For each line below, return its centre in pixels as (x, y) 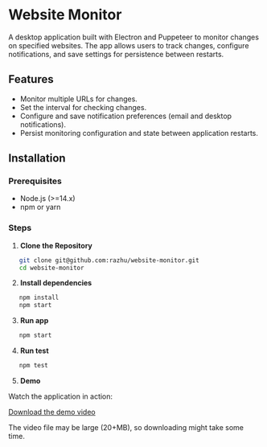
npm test (33, 366)
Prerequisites (35, 181)
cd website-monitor (51, 268)
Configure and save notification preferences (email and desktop (125, 116)
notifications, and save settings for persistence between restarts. (116, 54)
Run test (35, 351)
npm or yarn (40, 207)
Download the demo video (52, 412)
